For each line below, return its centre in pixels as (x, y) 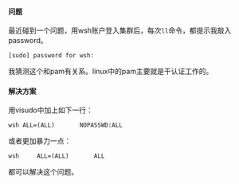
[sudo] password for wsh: (51, 56)
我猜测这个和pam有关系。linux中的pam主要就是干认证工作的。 (111, 72)
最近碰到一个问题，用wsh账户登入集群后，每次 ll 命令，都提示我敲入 (120, 30)
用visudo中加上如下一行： (51, 110)
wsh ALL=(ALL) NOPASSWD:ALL (66, 125)
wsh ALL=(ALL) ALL (57, 156)
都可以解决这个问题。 (43, 172)
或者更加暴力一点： (40, 141)
